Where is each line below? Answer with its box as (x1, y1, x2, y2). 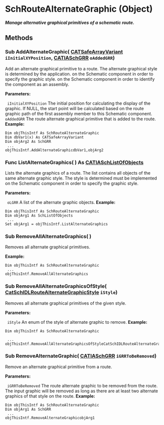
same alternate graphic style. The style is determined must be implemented (5, 175, 157, 181)
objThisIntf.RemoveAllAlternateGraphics (5, 271, 89, 277)
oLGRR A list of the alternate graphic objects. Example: (7, 199, 116, 205)
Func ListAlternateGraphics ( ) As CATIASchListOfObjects (5, 159, 144, 166)
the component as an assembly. (5, 81, 69, 87)
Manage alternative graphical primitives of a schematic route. (5, 20, 135, 25)
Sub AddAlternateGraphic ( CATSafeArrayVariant (5, 48, 123, 55)
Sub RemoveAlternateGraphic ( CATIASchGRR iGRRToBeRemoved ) (5, 353, 157, 359)
